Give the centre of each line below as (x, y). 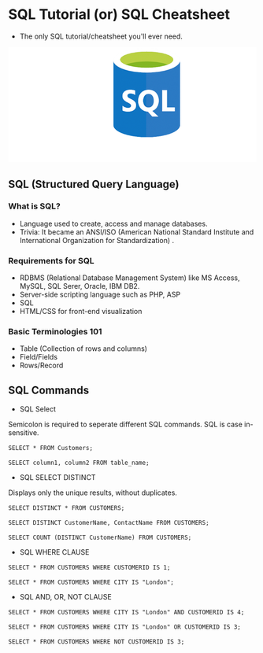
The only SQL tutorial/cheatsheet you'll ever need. (101, 36)
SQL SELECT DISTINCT (57, 478)
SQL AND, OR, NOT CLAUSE (65, 597)
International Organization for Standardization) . (97, 240)
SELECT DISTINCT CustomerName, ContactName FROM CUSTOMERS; (109, 523)
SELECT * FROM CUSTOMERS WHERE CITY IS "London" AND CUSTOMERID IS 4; (126, 612)
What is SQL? (34, 206)
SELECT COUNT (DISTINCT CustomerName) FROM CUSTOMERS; (100, 538)
